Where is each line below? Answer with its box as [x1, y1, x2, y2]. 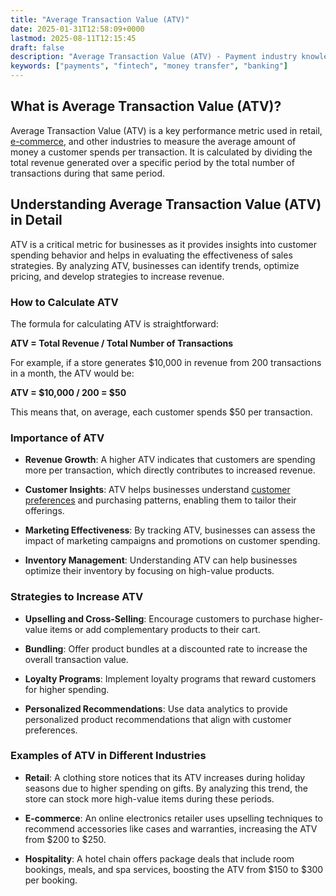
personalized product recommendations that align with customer [24, 713, 292, 725]
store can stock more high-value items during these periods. [24, 792, 275, 805]
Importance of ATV [10, 431, 105, 445]
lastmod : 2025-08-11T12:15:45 [10, 33, 137, 43]
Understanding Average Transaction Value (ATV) [10, 196, 322, 213]
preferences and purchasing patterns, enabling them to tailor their [24, 494, 297, 506]
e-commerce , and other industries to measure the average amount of [10, 135, 297, 147]
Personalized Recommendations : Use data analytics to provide [24, 702, 288, 715]
